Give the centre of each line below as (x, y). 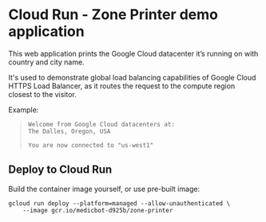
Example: (24, 110)
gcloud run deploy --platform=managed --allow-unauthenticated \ (119, 203)
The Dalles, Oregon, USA (69, 131)
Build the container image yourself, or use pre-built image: (104, 189)
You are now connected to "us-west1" (91, 145)
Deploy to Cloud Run (60, 170)
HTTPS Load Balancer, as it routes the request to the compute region (122, 86)
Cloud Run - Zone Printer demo (113, 15)
